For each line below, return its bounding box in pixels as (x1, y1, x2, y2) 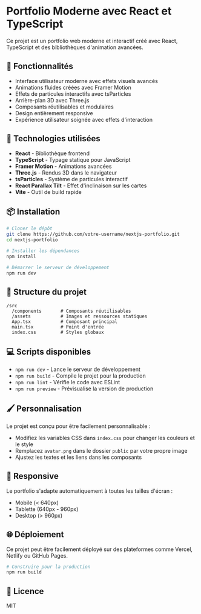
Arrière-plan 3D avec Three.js (15, 96, 90, 104)
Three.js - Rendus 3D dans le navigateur (15, 169, 117, 176)
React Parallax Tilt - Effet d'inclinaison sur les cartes (15, 182, 147, 189)
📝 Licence (6, 586, 44, 596)
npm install (6, 253, 36, 259)
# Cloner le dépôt (6, 225, 53, 232)
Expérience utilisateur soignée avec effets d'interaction (15, 116, 153, 123)
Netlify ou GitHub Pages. (6, 552, 68, 559)
